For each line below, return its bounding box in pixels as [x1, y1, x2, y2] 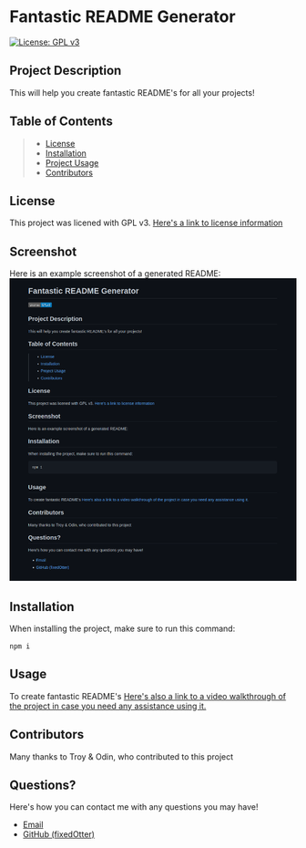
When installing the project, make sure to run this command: [9, 623, 236, 634]
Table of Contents [9, 114, 114, 129]
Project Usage [45, 157, 99, 168]
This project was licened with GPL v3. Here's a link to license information [9, 217, 283, 229]
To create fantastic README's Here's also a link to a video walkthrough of [9, 690, 287, 701]
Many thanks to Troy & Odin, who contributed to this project [9, 750, 234, 762]
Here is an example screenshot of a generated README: [9, 268, 221, 279]
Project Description [9, 63, 122, 78]
